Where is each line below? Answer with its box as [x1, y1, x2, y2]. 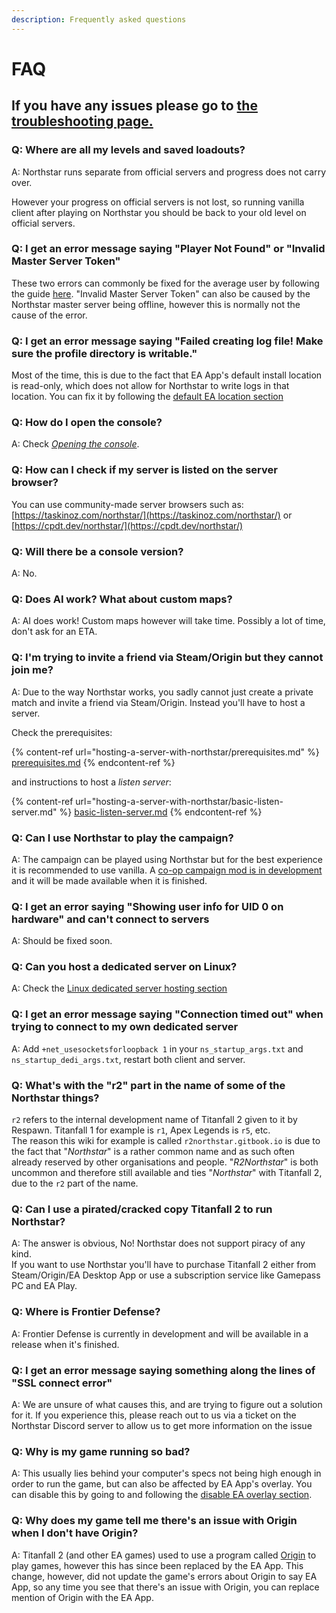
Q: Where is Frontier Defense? [11, 1305, 161, 1319]
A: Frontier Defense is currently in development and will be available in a [11, 1327, 309, 1340]
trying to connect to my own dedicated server [11, 1020, 239, 1034]
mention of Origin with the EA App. [11, 1591, 154, 1603]
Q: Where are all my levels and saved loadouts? [11, 143, 246, 157]
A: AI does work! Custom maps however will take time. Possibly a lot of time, [11, 615, 326, 627]
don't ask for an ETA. [11, 626, 98, 638]
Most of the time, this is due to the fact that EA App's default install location [11, 369, 323, 381]
